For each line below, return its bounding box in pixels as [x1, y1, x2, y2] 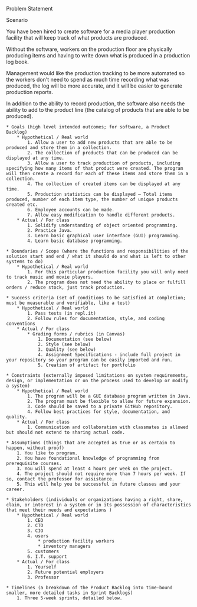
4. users [27, 533, 49, 539]
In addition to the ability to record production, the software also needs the [6, 100, 185, 107]
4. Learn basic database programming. [27, 238, 123, 244]
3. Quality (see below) [37, 347, 96, 353]
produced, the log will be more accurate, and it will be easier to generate [6, 82, 183, 89]
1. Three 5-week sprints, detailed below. [17, 595, 123, 601]
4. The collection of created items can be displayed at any [27, 181, 181, 187]
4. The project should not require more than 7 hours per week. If [17, 471, 186, 477]
